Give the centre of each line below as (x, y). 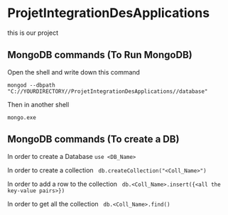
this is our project (33, 33)
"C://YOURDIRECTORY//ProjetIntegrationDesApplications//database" (108, 91)
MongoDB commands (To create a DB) (93, 139)
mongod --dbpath (31, 85)
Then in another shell (38, 104)
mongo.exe (22, 117)
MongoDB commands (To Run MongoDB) (100, 55)
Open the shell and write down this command (74, 72)
